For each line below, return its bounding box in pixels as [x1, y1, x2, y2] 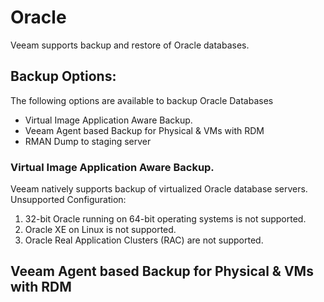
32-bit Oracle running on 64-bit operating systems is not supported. [24, 213, 307, 225]
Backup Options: [10, 68, 117, 85]
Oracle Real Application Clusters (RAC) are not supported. [24, 234, 264, 246]
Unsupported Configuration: [10, 194, 127, 206]
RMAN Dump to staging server [24, 135, 152, 147]
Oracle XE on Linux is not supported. [24, 224, 177, 236]
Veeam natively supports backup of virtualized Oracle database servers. [10, 183, 308, 195]
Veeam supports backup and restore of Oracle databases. [10, 39, 250, 51]
